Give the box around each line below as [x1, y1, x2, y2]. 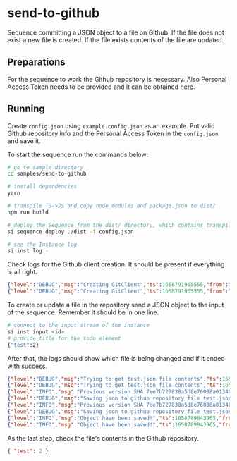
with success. [7, 362, 48, 370]
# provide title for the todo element [7, 335, 121, 342]
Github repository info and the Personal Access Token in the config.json [7, 129, 219, 137]
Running [7, 103, 46, 115]
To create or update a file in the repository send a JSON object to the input [7, 301, 224, 309]
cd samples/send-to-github [7, 171, 87, 178]
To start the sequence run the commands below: [7, 150, 149, 159]
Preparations [7, 56, 66, 68]
